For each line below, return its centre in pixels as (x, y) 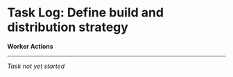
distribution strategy (68, 27)
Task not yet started (36, 66)
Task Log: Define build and (86, 13)
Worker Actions (30, 46)
